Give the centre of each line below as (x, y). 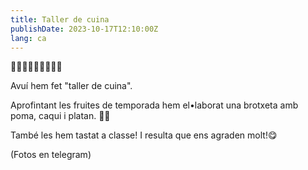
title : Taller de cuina (60, 19)
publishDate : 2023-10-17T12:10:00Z (84, 29)
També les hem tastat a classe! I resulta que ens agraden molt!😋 (144, 135)
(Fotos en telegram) (51, 155)
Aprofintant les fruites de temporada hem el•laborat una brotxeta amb (154, 105)
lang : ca (28, 38)
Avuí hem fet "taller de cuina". (71, 86)
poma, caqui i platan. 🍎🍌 (60, 116)
